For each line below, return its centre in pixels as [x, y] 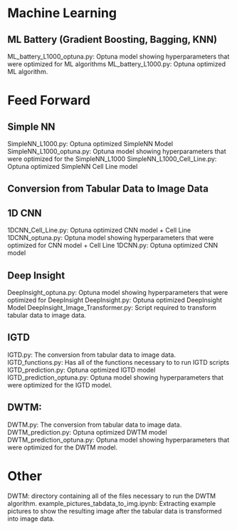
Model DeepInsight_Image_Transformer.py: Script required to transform [112, 308]
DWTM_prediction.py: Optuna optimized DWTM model [87, 432]
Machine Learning [62, 13]
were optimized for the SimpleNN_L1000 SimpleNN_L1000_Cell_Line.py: [112, 159]
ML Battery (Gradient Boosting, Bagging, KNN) [112, 40]
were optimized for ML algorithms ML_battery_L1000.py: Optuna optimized [117, 64]
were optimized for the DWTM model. [62, 447]
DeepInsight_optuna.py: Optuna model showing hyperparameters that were [118, 293]
